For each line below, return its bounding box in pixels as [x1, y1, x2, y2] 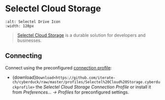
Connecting [5, 52, 42, 60]
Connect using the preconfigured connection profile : [5, 65, 112, 70]
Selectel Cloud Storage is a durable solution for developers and [17, 32, 146, 38]
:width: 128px [5, 23, 34, 29]
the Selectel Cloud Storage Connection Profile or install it [35, 84, 151, 90]
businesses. [17, 37, 42, 43]
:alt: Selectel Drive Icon [5, 19, 61, 24]
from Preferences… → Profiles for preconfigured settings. [12, 89, 129, 95]
